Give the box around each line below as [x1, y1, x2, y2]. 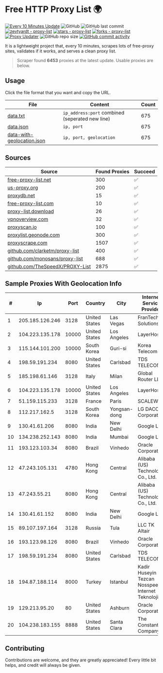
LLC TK [137, 522, 155, 528]
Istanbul [110, 578, 129, 585]
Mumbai [110, 434, 129, 441]
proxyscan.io [7, 224, 37, 230]
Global [137, 370, 153, 377]
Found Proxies [95, 168, 130, 175]
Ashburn [110, 605, 130, 611]
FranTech [137, 314, 159, 321]
